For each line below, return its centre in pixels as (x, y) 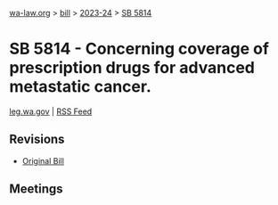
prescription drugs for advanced (132, 68)
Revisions (37, 139)
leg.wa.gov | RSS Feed (51, 111)
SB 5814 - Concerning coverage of (139, 49)
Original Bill (43, 160)
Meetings (37, 189)
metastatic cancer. (80, 87)
